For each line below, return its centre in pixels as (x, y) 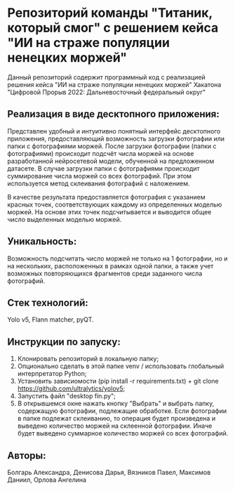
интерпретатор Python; (52, 374)
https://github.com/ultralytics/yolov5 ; (71, 388)
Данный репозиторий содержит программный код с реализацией (106, 77)
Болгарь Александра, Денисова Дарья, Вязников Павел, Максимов (109, 472)
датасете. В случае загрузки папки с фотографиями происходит (103, 168)
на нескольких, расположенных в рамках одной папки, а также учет (110, 266)
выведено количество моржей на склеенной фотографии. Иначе (115, 426)
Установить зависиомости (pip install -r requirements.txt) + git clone (118, 381)
